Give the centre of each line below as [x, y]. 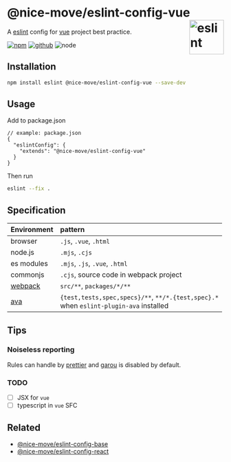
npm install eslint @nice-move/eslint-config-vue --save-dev [97, 83]
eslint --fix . [29, 189]
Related [24, 427]
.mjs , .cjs [76, 253]
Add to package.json [36, 120]
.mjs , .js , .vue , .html [94, 264]
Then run [20, 176]
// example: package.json [44, 133]
